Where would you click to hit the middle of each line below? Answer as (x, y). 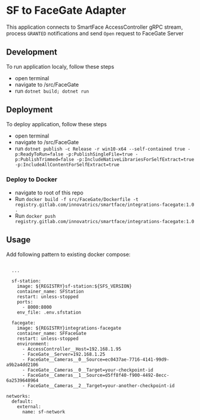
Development (32, 52)
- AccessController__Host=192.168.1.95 (71, 349)
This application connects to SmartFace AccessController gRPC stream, (95, 27)
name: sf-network (44, 412)
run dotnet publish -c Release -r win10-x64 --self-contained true (100, 148)
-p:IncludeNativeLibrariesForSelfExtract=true (136, 159)
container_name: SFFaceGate (52, 333)
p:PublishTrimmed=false (44, 159)
